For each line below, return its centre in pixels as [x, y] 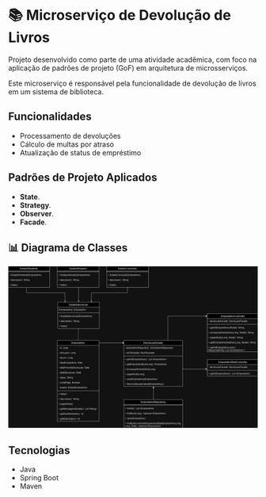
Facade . [33, 222]
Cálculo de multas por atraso [67, 144]
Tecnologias [39, 450]
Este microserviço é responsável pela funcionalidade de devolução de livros [132, 83]
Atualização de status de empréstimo [80, 152]
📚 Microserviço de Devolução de [120, 15]
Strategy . [35, 205]
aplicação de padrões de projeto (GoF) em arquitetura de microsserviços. [128, 67]
